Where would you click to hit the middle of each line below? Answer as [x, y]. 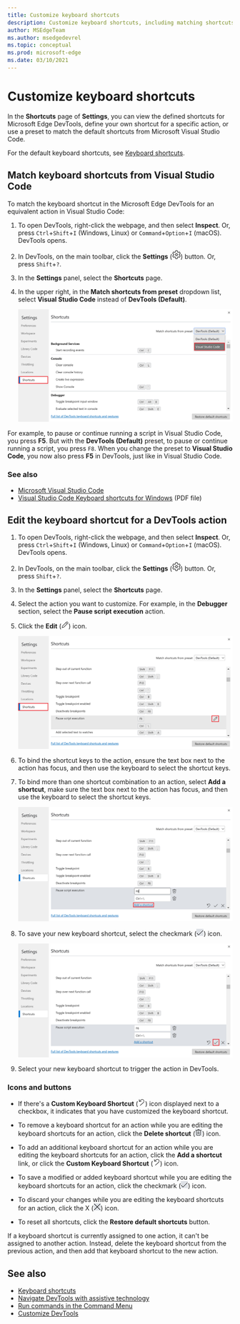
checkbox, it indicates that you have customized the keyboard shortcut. [123, 1111]
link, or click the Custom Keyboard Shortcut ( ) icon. [98, 1163]
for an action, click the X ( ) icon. [68, 1208]
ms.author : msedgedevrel [44, 38]
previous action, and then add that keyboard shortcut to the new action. [113, 1251]
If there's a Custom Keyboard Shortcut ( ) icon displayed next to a [118, 1104]
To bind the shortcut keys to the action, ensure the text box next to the [121, 761]
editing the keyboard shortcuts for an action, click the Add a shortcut [120, 1155]
